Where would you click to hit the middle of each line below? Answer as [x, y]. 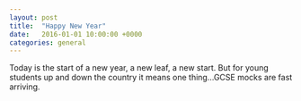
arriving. [25, 87]
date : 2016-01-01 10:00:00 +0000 [76, 34]
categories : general [48, 42]
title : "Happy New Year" [58, 26]
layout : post [34, 17]
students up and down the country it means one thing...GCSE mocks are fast [151, 78]
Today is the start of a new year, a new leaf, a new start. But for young [139, 68]
